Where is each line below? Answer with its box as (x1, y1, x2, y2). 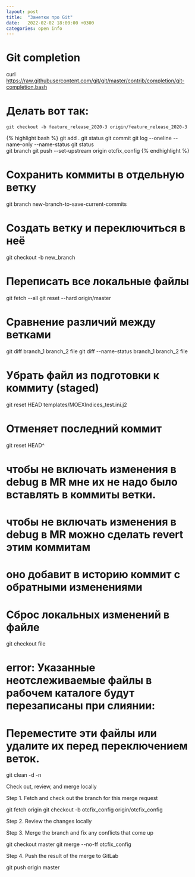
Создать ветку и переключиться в (6, 221, 186, 235)
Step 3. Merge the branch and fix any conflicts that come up (6, 829, 153, 836)
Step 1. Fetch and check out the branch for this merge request (6, 795, 158, 802)
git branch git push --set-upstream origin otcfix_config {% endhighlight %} (6, 147, 190, 155)
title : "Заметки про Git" (6, 14, 73, 20)
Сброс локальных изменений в (6, 608, 170, 621)
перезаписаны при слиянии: (6, 699, 156, 713)
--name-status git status (33, 141, 94, 148)
